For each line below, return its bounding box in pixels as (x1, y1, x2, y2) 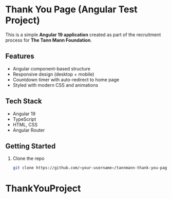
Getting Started (5, 141, 56, 150)
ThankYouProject (5, 183, 81, 194)
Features (5, 52, 34, 61)
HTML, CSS (12, 121, 37, 128)
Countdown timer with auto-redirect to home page (12, 76, 120, 83)
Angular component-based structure (12, 65, 91, 71)
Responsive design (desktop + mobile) (12, 71, 94, 77)
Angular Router (12, 127, 45, 133)
